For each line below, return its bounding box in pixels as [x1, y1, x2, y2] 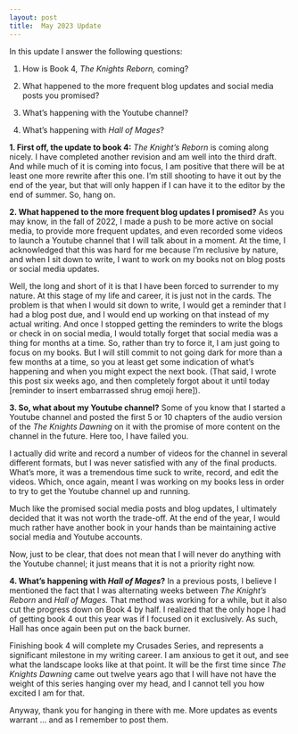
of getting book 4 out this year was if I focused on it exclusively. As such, [9, 613, 278, 624]
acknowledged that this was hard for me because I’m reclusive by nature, [9, 244, 279, 255]
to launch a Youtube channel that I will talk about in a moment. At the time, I [9, 235, 286, 245]
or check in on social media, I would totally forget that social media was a [9, 327, 278, 339]
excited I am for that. [9, 688, 86, 698]
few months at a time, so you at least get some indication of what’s [9, 356, 254, 367]
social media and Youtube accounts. [9, 532, 143, 542]
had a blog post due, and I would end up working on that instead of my [9, 309, 269, 319]
